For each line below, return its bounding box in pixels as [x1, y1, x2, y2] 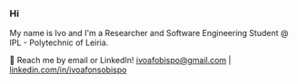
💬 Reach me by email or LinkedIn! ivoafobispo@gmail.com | [9, 55, 232, 66]
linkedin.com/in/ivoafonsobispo [9, 64, 127, 75]
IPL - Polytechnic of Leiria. [9, 37, 109, 48]
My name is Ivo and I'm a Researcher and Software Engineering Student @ [9, 28, 289, 39]
